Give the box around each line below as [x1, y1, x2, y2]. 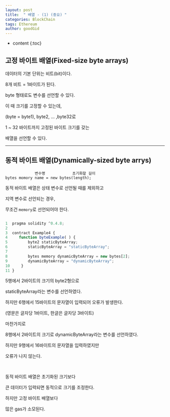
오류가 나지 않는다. [5, 353, 42, 359]
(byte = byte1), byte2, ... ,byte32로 [5, 113, 76, 120]
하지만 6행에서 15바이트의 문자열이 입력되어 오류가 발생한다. [5, 299, 123, 306]
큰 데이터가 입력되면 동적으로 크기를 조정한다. [5, 385, 95, 391]
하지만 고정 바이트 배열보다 [5, 395, 58, 401]
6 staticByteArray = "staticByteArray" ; [5, 244, 110, 250]
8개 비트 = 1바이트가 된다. [5, 81, 56, 87]
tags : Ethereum [5, 21, 37, 27]
